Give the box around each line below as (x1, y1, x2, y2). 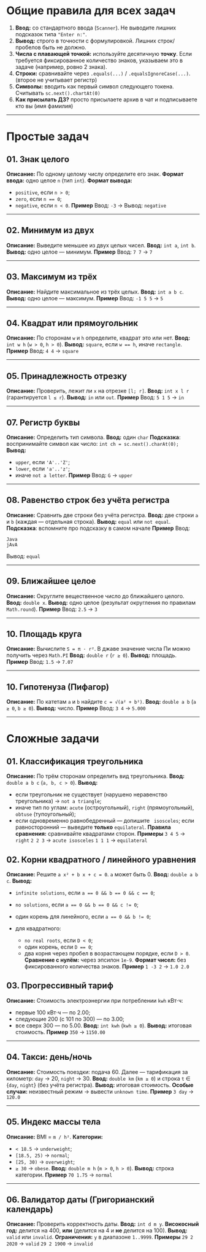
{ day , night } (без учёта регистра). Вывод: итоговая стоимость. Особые (6, 1081, 194, 1089)
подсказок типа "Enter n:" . (15, 30, 87, 37)
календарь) (6, 1204, 53, 1215)
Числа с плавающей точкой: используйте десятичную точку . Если (15, 50, 192, 57)
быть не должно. (42, 44, 87, 51)
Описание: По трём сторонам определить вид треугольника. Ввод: (6, 772, 185, 780)
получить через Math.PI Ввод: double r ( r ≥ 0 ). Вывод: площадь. (6, 651, 177, 659)
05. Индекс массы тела (6, 1117, 101, 1127)
